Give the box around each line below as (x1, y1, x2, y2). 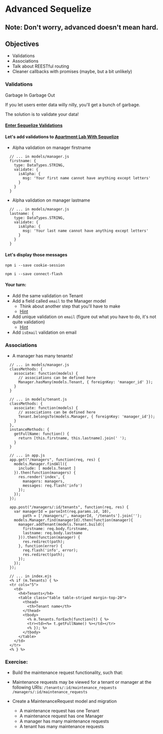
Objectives (5, 39, 39, 48)
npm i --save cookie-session (5, 263, 65, 268)
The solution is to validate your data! (5, 111, 79, 117)
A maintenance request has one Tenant (19, 708, 99, 714)
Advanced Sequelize (5, 3, 92, 15)
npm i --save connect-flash (5, 271, 63, 277)
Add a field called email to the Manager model (12, 298, 106, 304)
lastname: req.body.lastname (23, 531, 83, 536)
